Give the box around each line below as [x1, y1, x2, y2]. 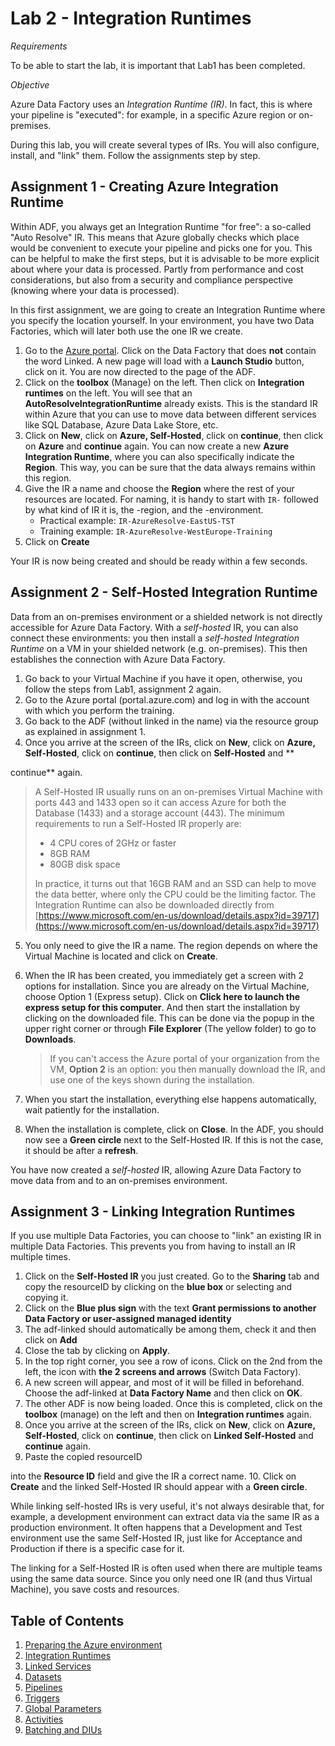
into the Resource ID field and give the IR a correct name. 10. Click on [10, 1470, 297, 1482]
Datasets [24, 1671, 62, 1683]
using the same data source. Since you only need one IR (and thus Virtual [10, 1573, 313, 1585]
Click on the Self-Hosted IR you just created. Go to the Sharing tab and [24, 1270, 320, 1282]
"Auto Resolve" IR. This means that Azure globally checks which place [10, 231, 300, 243]
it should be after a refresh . [24, 1144, 139, 1156]
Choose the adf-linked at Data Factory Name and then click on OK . [24, 1387, 303, 1399]
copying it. [24, 1292, 69, 1304]
